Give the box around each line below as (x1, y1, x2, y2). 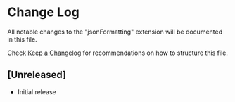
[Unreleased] (7, 69, 67, 81)
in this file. (7, 34, 37, 43)
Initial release (17, 87, 56, 96)
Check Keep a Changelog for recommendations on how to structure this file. (7, 49, 229, 57)
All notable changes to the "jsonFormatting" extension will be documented (7, 27, 223, 36)
